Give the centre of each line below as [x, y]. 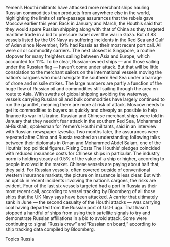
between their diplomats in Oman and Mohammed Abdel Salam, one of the [83, 143]
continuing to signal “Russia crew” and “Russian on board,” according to [81, 224]
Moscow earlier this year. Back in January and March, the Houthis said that [84, 23]
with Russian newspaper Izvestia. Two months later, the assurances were [82, 132]
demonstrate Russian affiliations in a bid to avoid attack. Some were [76, 218]
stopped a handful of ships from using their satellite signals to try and [78, 213]
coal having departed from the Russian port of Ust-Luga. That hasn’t [77, 208]
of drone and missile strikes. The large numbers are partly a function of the [84, 83]
